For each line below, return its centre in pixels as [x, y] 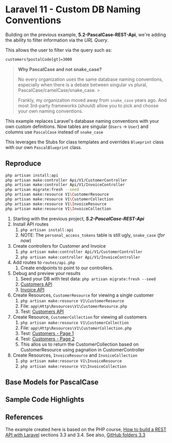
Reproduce [23, 164]
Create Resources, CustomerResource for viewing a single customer [83, 295]
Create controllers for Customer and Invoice [59, 246]
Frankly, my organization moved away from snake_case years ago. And [92, 100]
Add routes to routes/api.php [44, 262]
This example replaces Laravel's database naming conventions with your [82, 121]
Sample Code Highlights [45, 400]
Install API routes [31, 224]
